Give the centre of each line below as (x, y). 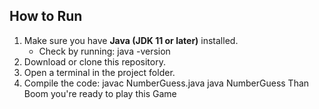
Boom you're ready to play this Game (100, 93)
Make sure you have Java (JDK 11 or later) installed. (131, 40)
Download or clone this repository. (94, 61)
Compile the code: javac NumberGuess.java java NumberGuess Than (166, 83)
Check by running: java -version (104, 51)
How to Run (46, 16)
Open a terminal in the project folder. (99, 72)
